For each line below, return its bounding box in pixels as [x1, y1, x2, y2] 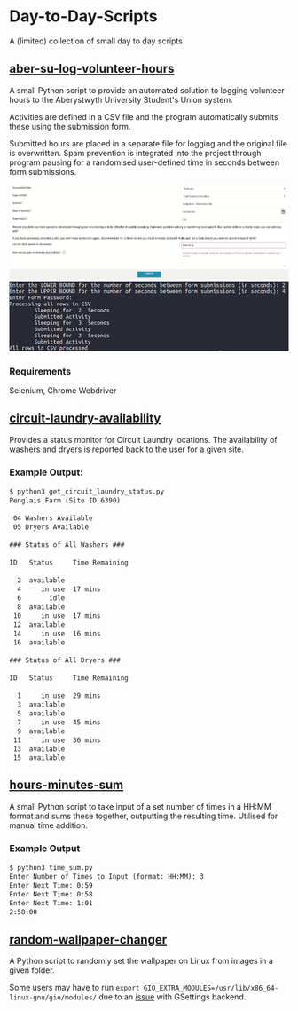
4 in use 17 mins [17, 585, 101, 594]
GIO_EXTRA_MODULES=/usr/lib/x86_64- [143, 983, 279, 992]
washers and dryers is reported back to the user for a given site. [9, 444, 244, 454]
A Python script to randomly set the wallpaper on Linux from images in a [9, 955, 273, 966]
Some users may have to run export [9, 982, 140, 992]
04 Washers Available [12, 514, 93, 523]
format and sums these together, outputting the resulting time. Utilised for [9, 810, 278, 821]
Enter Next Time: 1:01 [9, 899, 93, 908]
